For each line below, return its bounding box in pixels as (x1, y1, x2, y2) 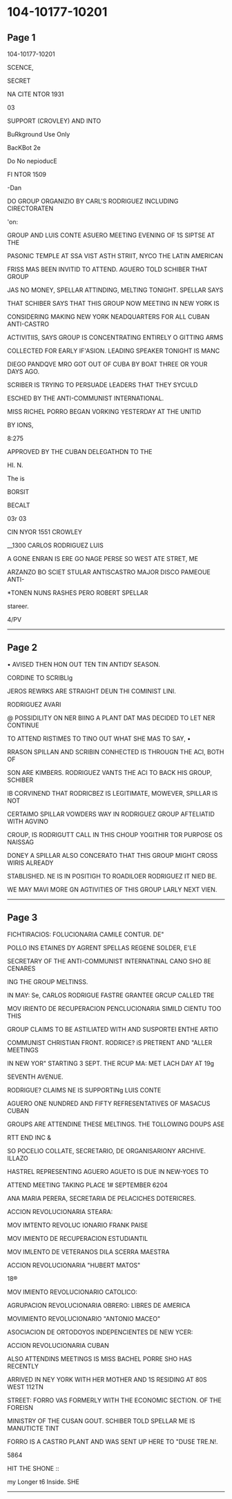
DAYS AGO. (7, 367, 40, 375)
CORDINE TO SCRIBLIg (7, 674, 73, 682)
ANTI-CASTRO (7, 320, 50, 328)
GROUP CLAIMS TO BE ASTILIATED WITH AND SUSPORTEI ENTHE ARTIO (7, 1025, 219, 1033)
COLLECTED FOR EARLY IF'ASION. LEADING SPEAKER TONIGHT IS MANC (7, 346, 220, 355)
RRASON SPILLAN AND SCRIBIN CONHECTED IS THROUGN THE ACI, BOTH (7, 747, 224, 756)
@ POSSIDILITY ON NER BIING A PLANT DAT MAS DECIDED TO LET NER (7, 714, 215, 722)
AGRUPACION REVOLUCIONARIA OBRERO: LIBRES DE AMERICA (7, 1301, 191, 1309)
